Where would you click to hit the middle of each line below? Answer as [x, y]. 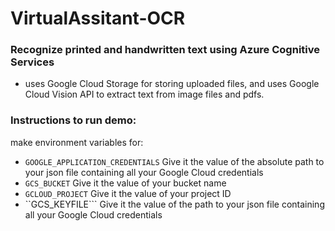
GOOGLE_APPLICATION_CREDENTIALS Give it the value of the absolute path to [174, 161]
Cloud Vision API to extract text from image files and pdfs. [144, 94]
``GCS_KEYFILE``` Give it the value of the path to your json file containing [174, 204]
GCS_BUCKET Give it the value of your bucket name [125, 183]
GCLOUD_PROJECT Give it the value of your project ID [128, 193]
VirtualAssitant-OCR [98, 18]
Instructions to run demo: [73, 120]
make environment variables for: [77, 142]
